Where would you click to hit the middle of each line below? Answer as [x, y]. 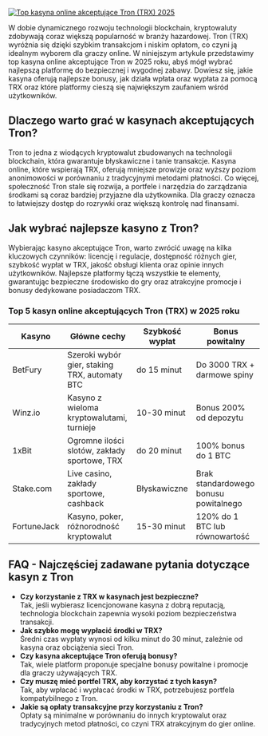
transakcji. [37, 622]
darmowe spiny [225, 374]
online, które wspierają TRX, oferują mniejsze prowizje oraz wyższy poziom [132, 169]
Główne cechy [98, 336]
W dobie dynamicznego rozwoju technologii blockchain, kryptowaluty [123, 28]
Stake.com [32, 489]
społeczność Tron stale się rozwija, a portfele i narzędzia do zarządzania [128, 186]
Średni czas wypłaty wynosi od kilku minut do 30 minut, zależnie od [131, 639]
